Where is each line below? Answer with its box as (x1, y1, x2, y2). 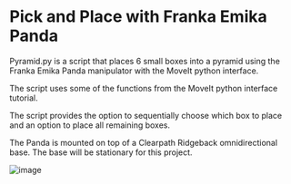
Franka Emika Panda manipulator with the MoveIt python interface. (9, 65, 259, 76)
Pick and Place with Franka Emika (9, 6, 267, 27)
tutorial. (9, 92, 38, 103)
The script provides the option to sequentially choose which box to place (9, 110, 283, 121)
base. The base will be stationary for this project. (9, 147, 193, 158)
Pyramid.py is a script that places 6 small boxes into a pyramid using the (9, 55, 280, 66)
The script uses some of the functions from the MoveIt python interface (9, 82, 278, 93)
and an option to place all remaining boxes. (9, 120, 171, 131)
